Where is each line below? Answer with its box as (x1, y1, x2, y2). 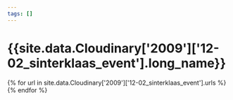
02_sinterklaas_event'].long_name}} (7, 55, 227, 71)
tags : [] (7, 10, 33, 17)
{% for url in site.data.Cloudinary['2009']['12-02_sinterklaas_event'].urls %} (7, 78, 227, 87)
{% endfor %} (7, 85, 48, 94)
